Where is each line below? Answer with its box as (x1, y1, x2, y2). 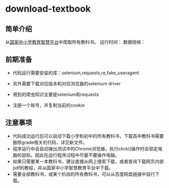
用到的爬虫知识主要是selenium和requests (12, 91, 99, 97)
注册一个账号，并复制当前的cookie (12, 102, 85, 108)
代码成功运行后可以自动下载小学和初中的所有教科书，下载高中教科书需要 (12, 133, 164, 139)
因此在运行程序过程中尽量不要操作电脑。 (35, 152, 120, 158)
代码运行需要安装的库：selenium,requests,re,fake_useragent (12, 70, 140, 76)
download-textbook (5, 3, 91, 15)
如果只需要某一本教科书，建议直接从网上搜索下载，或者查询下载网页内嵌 (12, 158, 164, 164)
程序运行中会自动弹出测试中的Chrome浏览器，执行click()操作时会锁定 (12, 145, 158, 151)
